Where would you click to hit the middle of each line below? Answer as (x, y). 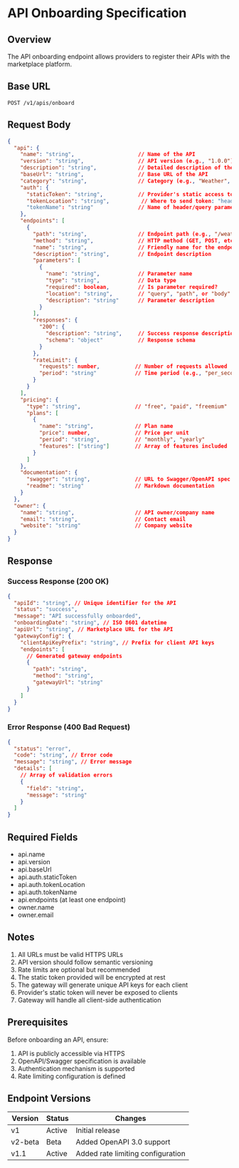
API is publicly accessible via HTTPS (71, 1053)
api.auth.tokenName (47, 892)
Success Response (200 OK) (58, 581)
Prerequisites (38, 1022)
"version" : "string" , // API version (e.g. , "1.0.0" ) (127, 161)
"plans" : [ (42, 413)
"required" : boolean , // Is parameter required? (132, 287)
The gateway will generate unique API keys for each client (103, 985)
